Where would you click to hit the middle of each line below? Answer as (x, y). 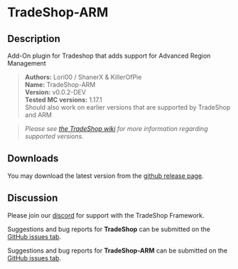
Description (34, 39)
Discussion (33, 198)
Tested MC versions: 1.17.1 (63, 100)
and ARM (38, 115)
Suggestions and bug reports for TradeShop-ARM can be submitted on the (118, 250)
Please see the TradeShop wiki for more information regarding (116, 128)
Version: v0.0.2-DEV (55, 92)
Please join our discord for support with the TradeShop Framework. (106, 215)
